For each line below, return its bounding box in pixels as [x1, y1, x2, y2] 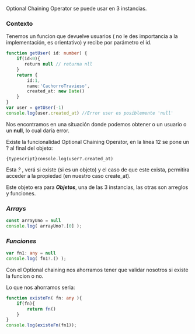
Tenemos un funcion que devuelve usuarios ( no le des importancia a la [6, 33, 178, 40]
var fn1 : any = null [6, 250, 57, 256]
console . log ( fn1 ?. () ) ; [6, 256, 67, 262]
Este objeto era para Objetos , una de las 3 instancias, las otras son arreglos [6, 184, 189, 191]
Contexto [6, 19, 33, 27]
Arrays [6, 204, 26, 212]
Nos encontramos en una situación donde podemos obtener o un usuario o [6, 120, 187, 128]
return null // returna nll [24, 61, 93, 67]
